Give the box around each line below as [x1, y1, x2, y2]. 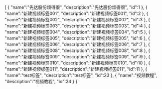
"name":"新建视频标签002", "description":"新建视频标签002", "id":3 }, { [4, 17, 151, 22]
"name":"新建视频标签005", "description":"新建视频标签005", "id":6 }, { [4, 35, 150, 41]
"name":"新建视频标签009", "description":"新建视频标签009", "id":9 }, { [4, 54, 151, 59]
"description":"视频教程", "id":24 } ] [4, 79, 78, 84]
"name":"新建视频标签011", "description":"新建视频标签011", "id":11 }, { [4, 66, 148, 72]
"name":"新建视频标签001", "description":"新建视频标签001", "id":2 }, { [4, 10, 149, 16]
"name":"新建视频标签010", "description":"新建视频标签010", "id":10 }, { [4, 60, 151, 66]
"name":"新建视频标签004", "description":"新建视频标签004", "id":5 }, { [4, 29, 151, 35]
